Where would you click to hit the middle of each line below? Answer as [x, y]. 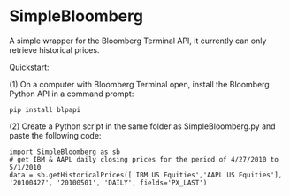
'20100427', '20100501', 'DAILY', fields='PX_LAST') [108, 183]
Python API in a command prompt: [72, 94]
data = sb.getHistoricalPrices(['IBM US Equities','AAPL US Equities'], [146, 175]
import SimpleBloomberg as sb [65, 152]
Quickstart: [30, 67]
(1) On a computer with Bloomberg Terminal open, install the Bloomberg [139, 84]
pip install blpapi [45, 109]
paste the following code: [55, 135]
